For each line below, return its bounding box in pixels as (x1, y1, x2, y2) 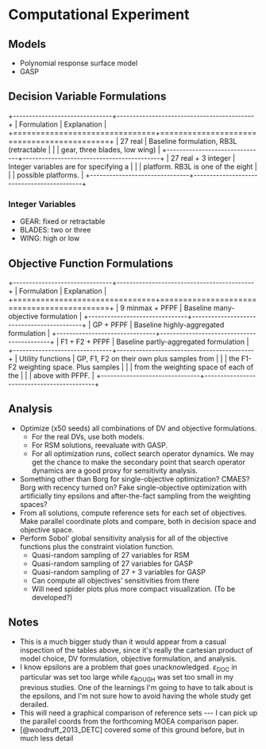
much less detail (19, 734, 74, 743)
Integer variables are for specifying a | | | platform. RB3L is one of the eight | (8, 162, 258, 171)
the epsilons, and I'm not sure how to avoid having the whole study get (19, 691, 252, 701)
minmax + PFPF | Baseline (126, 302, 212, 312)
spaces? (19, 499, 48, 509)
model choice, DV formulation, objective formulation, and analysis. (19, 653, 237, 663)
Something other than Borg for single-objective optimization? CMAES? (19, 474, 250, 483)
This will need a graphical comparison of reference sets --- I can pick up (19, 708, 258, 718)
